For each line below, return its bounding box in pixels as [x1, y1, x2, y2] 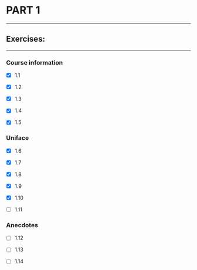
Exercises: [6, 34, 46, 44]
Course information [6, 58, 63, 66]
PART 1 [6, 4, 40, 17]
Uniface [6, 134, 29, 142]
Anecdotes [6, 221, 38, 229]
